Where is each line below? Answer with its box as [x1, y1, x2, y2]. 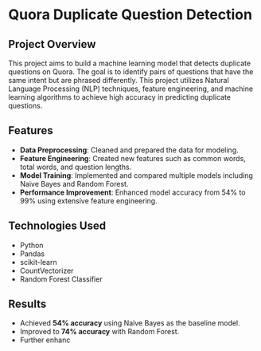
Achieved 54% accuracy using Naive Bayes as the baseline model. [19, 318, 240, 328]
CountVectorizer [19, 266, 74, 275]
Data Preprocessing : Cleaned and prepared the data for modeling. [19, 145, 239, 155]
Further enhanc [19, 335, 71, 345]
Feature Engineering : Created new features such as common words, [19, 153, 247, 163]
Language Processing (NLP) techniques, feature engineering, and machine [8, 84, 253, 93]
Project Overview [8, 37, 96, 51]
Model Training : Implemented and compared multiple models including [19, 170, 253, 180]
